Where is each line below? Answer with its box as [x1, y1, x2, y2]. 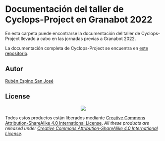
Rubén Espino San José [5, 78, 54, 84]
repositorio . [5, 50, 29, 56]
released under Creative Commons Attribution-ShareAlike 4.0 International [5, 125, 158, 131]
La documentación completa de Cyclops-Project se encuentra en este [5, 45, 149, 51]
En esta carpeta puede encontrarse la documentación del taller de [5, 30, 140, 36]
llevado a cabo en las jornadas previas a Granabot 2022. [20, 36, 136, 42]
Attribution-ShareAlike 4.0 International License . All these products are [5, 120, 150, 126]
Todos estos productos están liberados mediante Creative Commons [5, 115, 145, 121]
